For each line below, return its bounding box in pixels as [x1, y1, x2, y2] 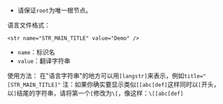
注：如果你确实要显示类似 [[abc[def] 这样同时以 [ [62, 80, 202, 89]
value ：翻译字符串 [17, 57, 71, 65]
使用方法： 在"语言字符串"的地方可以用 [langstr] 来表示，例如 [7, 72, 184, 80]
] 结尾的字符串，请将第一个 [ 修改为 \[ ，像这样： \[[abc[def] [13, 89, 184, 97]
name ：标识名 [17, 48, 55, 56]
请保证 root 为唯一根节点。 [17, 6, 93, 14]
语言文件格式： [7, 21, 50, 29]
